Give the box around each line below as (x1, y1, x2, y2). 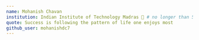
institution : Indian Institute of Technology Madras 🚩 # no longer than (6, 14, 190, 20)
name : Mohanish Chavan (6, 8, 62, 15)
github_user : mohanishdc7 (6, 25, 70, 31)
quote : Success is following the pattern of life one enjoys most (6, 19, 174, 25)
